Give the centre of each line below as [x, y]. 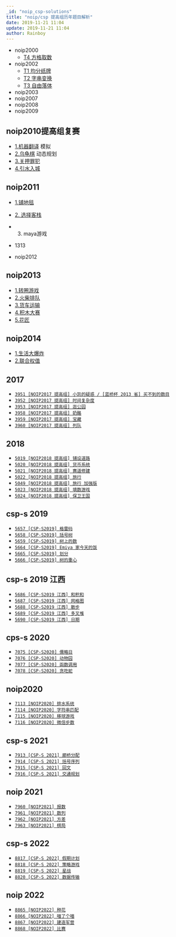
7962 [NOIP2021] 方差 [40, 819]
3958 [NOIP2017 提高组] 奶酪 [48, 413]
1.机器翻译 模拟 [33, 146]
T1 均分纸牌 [37, 71]
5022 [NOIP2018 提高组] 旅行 [48, 477]
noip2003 [26, 93]
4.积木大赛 [27, 312]
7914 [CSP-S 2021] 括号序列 [47, 762]
